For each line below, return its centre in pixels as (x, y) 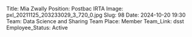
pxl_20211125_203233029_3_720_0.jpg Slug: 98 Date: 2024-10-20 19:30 (96, 15)
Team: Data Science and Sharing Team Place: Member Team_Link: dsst (95, 21)
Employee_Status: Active (37, 27)
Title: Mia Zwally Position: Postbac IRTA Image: (65, 9)
